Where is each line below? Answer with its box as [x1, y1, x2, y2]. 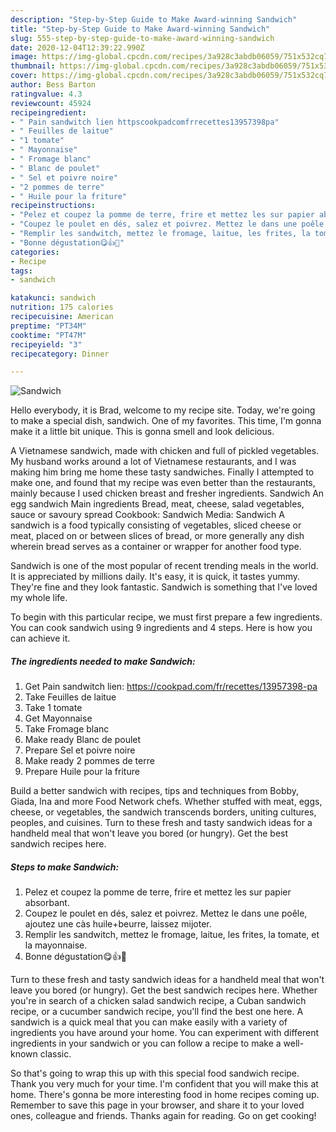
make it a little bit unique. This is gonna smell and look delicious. [10, 426, 275, 438]
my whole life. [10, 592, 68, 604]
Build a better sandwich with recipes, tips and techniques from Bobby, [10, 785, 300, 797]
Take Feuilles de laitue [24, 691, 117, 703]
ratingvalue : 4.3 [10, 89, 83, 99]
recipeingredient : [10, 107, 87, 118]
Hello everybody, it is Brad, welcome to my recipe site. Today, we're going [10, 404, 316, 416]
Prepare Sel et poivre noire [24, 744, 136, 756]
